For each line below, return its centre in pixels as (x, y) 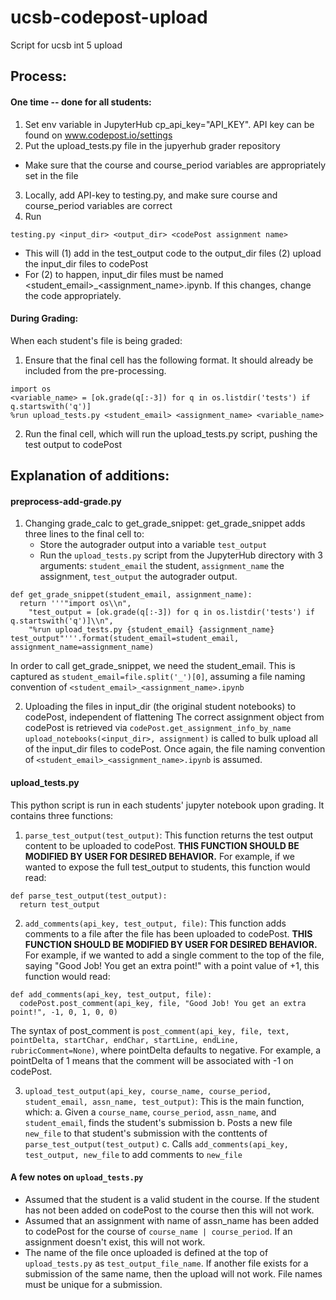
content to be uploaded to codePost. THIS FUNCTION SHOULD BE (162, 845)
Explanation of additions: (90, 476)
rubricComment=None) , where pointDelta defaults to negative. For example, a (165, 1050)
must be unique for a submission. (93, 1284)
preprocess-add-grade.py (66, 501)
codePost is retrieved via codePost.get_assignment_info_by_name (158, 728)
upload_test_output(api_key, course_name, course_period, (148, 1091)
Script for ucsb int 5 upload (66, 45)
